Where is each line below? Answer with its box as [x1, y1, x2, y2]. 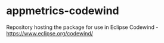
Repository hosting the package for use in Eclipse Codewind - [6, 24, 159, 31]
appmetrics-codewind [6, 4, 119, 18]
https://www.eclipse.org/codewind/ [6, 29, 94, 37]
